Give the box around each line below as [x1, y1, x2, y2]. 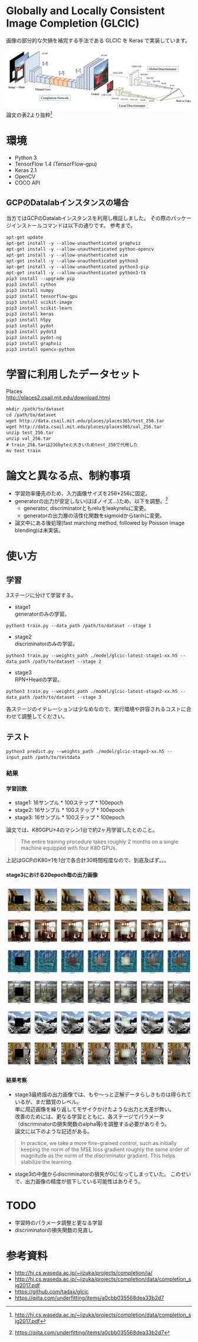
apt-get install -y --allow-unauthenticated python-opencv [6, 246, 154, 252]
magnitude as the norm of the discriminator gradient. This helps [20, 1152, 176, 1159]
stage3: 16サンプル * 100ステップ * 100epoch [14, 814, 125, 821]
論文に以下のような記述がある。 [14, 1127, 93, 1134]
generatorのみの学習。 [14, 610, 70, 617]
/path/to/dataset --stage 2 [32, 659, 101, 665]
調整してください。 [21, 713, 68, 720]
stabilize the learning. [20, 1158, 73, 1165]
